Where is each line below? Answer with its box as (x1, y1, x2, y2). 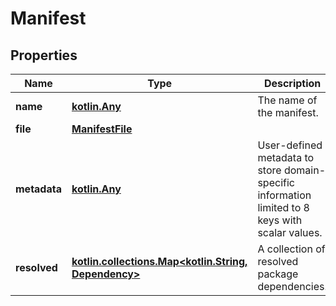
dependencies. (257, 280, 328, 293)
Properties (10, 47, 78, 64)
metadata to (257, 151, 315, 164)
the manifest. (257, 106, 319, 119)
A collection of (257, 242, 326, 256)
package (257, 267, 299, 281)
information (257, 188, 312, 202)
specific (257, 176, 295, 189)
